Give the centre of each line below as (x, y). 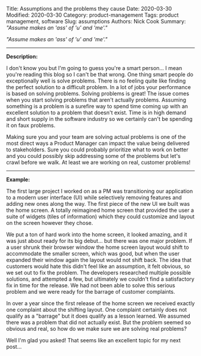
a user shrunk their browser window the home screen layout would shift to (98, 247)
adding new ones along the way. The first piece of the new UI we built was (98, 204)
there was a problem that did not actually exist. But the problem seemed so (99, 322)
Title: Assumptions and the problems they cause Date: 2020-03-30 (89, 9)
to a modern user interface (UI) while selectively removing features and (94, 197)
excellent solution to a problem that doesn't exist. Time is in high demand (96, 112)
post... (14, 347)
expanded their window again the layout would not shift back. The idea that (99, 260)
